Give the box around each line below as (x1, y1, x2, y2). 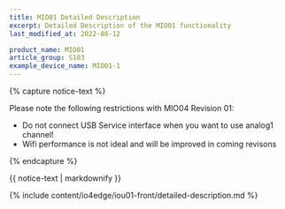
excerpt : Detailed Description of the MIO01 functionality (9, 21, 232, 30)
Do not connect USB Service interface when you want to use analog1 (21, 120, 274, 131)
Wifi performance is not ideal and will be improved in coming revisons (21, 138, 277, 149)
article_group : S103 (9, 54, 86, 63)
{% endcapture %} (9, 156, 78, 166)
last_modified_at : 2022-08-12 (9, 29, 121, 38)
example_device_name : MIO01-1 (9, 62, 121, 71)
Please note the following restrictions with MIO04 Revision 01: (9, 103, 235, 113)
